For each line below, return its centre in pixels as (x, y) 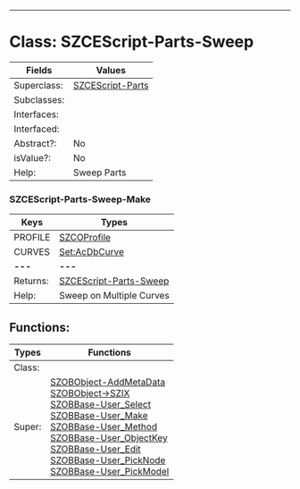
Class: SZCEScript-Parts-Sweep (132, 42)
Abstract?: (35, 143)
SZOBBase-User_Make (99, 416)
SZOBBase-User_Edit (96, 450)
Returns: (31, 281)
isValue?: (32, 157)
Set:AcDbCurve (92, 252)
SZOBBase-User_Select (101, 405)
